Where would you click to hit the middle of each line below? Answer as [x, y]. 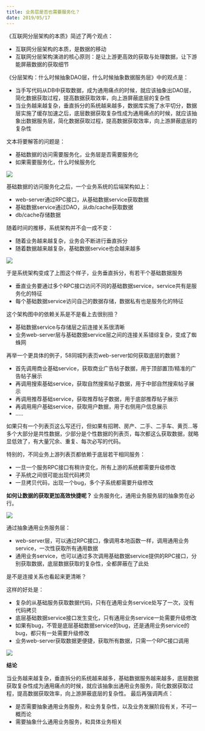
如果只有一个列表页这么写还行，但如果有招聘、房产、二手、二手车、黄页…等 [102, 426]
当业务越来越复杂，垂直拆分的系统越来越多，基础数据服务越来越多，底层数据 [103, 678]
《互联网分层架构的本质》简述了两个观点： [60, 36]
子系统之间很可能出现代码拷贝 [52, 475]
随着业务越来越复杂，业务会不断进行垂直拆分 [71, 241]
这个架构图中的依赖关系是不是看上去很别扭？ [63, 314]
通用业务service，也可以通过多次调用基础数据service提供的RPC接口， [103, 556]
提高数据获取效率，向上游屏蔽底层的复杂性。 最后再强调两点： [95, 693]
